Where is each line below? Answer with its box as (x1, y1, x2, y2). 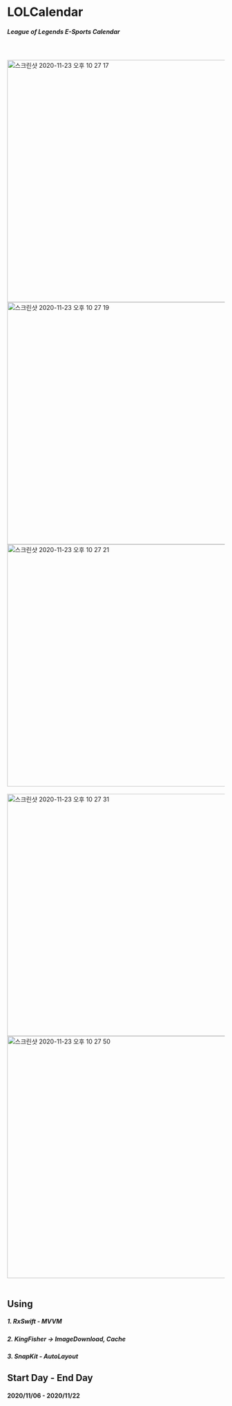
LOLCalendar (7, 4, 84, 20)
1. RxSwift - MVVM (7, 1317, 62, 1326)
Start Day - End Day (7, 1372, 93, 1384)
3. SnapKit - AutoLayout (7, 1352, 79, 1360)
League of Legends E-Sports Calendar (7, 27, 120, 35)
